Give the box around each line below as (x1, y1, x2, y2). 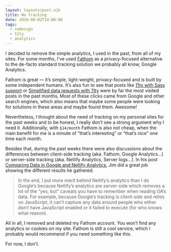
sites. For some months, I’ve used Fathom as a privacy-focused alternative (5, 55, 163, 62)
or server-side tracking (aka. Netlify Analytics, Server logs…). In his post (5, 156, 158, 162)
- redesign (10, 27, 33, 32)
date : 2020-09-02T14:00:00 (5, 17, 63, 22)
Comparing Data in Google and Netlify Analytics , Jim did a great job (5, 162, 148, 168)
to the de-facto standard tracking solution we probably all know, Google (5, 61, 157, 67)
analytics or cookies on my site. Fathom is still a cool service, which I (5, 225, 151, 231)
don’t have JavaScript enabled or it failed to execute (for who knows (17, 204, 162, 210)
